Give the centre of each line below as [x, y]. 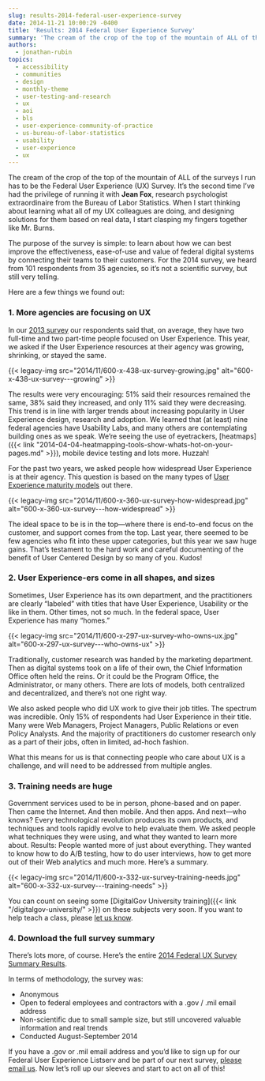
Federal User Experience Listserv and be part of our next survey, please [125, 1060]
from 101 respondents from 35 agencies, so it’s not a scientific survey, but [128, 269]
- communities [38, 74]
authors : [22, 45]
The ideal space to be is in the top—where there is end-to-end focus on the [131, 524]
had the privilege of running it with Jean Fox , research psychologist [118, 194]
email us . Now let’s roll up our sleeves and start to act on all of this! [117, 1068]
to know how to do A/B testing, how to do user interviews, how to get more [130, 853]
